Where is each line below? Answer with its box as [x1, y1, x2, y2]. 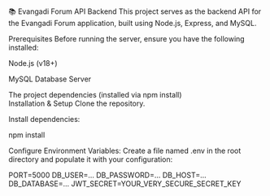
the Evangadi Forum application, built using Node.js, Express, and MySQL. [8, 19, 258, 28]
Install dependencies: [8, 115, 81, 124]
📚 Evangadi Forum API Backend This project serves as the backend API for [8, 7, 262, 16]
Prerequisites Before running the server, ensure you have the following [8, 34, 246, 43]
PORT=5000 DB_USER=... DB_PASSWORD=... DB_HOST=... [8, 170, 207, 180]
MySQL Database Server [8, 74, 92, 84]
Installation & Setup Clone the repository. [8, 98, 146, 108]
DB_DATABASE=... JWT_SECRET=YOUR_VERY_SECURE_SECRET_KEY [8, 179, 242, 189]
